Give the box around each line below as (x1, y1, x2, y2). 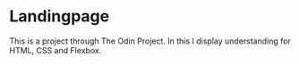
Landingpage (9, 6, 110, 27)
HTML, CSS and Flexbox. (9, 44, 102, 55)
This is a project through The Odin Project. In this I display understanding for (9, 36, 291, 46)
